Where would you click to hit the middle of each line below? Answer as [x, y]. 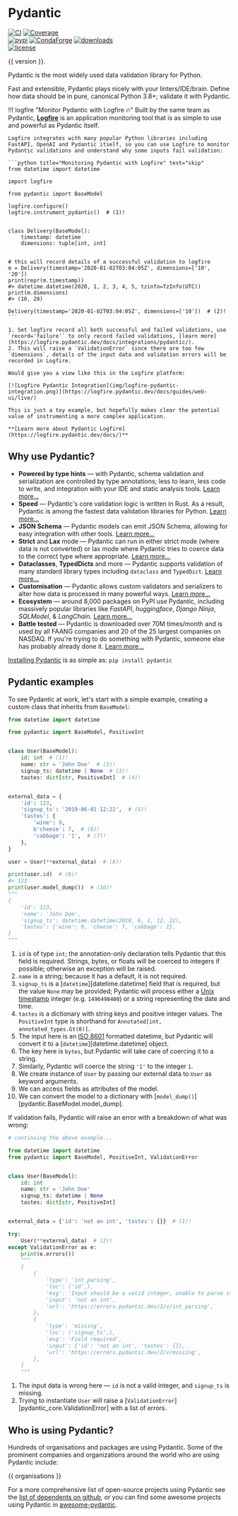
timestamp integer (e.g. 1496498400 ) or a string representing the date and [124, 999]
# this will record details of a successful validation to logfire [109, 262]
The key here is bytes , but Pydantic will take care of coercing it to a [116, 1051]
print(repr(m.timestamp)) [46, 280]
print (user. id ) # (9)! [43, 875]
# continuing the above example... [60, 1138]
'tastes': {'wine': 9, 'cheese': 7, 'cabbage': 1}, [98, 927]
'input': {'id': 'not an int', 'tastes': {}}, [115, 1346]
